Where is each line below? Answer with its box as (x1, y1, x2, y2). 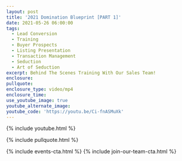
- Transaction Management (11, 53, 76, 59)
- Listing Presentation (11, 48, 70, 54)
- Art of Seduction (11, 64, 60, 70)
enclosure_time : (6, 92, 47, 98)
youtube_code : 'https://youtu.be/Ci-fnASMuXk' (6, 109, 124, 114)
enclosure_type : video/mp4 (6, 86, 73, 92)
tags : (6, 25, 20, 32)
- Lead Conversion (11, 31, 58, 37)
